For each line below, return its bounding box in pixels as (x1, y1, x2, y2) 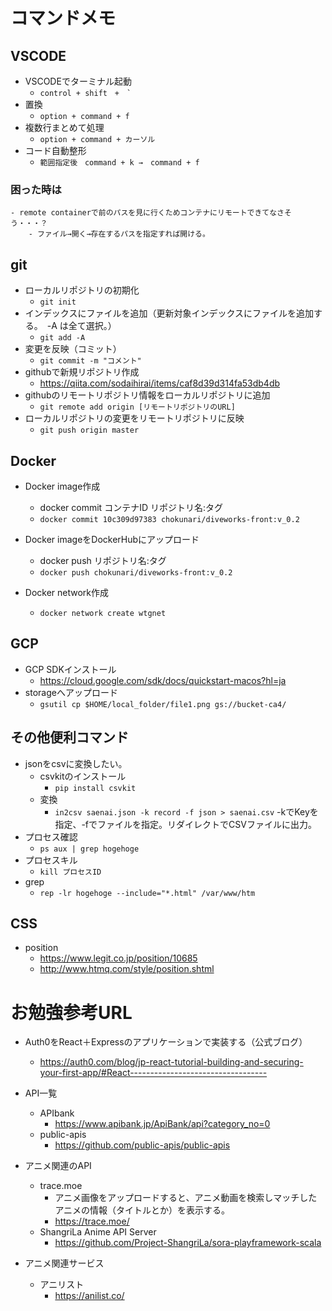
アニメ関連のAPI (24, 1160, 92, 1172)
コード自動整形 (24, 145, 87, 156)
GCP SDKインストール (24, 663, 117, 675)
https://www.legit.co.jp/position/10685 (39, 952, 198, 964)
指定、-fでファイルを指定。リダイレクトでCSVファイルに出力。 (54, 818, 317, 830)
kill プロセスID (39, 867, 102, 877)
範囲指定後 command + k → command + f (39, 158, 200, 168)
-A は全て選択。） (46, 320, 117, 332)
